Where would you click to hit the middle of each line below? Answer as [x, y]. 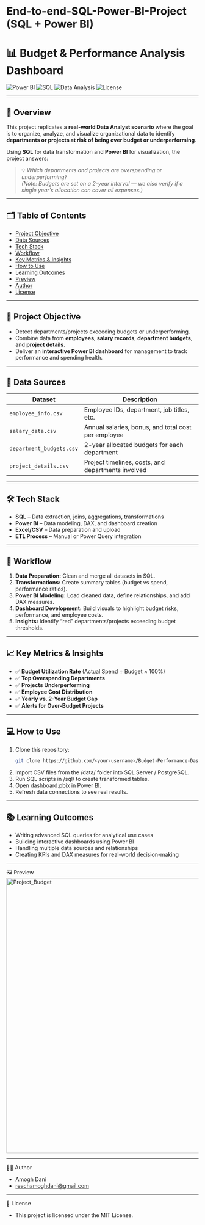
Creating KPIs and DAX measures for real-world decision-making [97, 855]
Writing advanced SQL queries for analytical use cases [84, 835]
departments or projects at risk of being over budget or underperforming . [101, 140]
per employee [104, 435]
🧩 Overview [29, 112]
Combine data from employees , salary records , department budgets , [104, 338]
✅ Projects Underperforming [52, 685]
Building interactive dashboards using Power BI [74, 842]
